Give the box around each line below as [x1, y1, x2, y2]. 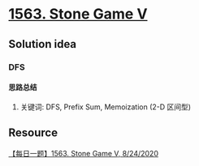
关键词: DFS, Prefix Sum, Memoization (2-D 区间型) [19, 102, 192, 112]
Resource [8, 126, 58, 140]
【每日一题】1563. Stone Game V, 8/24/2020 [8, 148, 158, 158]
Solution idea [8, 37, 77, 51]
